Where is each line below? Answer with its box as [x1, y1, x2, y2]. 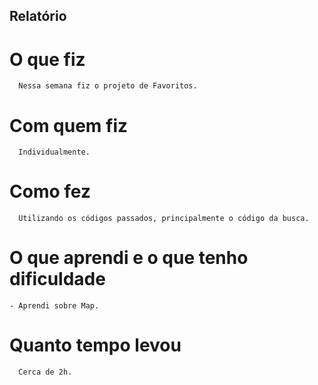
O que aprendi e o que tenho [9, 247, 249, 269]
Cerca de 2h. [18, 367, 73, 378]
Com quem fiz [9, 114, 129, 137]
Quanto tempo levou [9, 334, 182, 357]
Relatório [9, 8, 67, 25]
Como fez [9, 180, 91, 203]
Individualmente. [18, 147, 91, 158]
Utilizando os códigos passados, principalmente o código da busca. [18, 214, 310, 224]
